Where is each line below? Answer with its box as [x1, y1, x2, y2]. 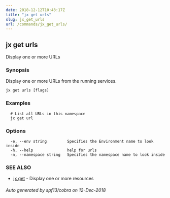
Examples [6, 100, 31, 107]
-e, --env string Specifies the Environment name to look [10, 139, 154, 144]
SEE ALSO [6, 163, 31, 171]
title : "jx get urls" [6, 12, 52, 17]
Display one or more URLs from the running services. [6, 78, 117, 84]
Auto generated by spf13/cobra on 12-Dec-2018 [6, 187, 106, 193]
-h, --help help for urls [10, 148, 97, 153]
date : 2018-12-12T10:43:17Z [6, 7, 65, 13]
